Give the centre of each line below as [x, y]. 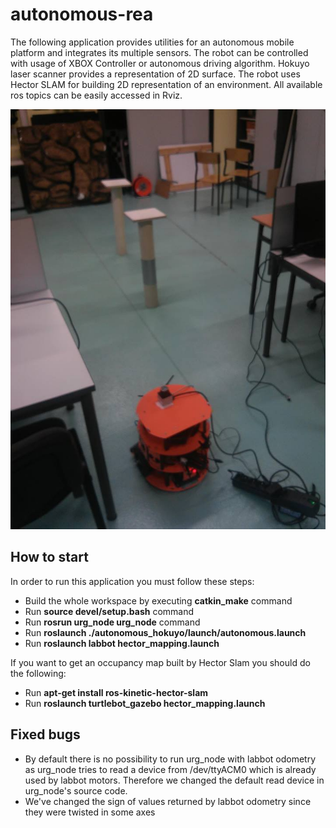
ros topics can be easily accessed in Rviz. [96, 95]
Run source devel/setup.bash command [109, 611]
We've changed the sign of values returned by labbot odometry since [168, 801]
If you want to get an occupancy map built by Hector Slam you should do [160, 662]
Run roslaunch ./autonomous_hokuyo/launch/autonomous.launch [165, 632]
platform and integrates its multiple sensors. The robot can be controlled [159, 52]
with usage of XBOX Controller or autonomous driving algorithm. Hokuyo [160, 63]
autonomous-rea [82, 14]
